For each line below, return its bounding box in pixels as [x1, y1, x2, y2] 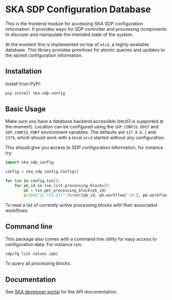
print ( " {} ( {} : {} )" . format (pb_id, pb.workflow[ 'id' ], [24, 192, 141, 198]
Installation [5, 67, 42, 76]
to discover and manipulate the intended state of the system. [5, 31, 134, 37]
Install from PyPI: [5, 80, 41, 87]
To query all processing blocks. [5, 260, 72, 267]
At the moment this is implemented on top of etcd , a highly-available [5, 41, 149, 47]
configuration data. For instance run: [5, 241, 82, 247]
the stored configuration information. [5, 52, 83, 58]
